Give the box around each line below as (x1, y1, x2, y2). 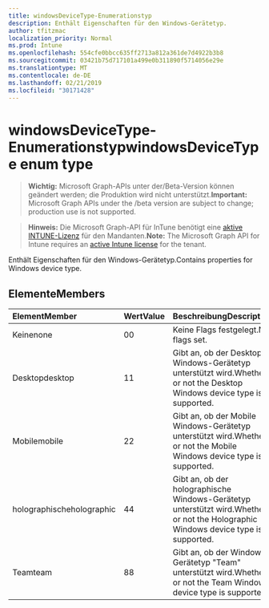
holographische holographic (12, 504, 116, 515)
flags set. (172, 334, 208, 346)
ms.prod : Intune (8, 42, 62, 50)
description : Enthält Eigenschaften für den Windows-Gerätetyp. (8, 19, 227, 27)
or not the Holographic (172, 514, 258, 525)
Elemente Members (8, 286, 106, 301)
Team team (12, 567, 53, 578)
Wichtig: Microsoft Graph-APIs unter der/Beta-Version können (27, 181, 235, 191)
